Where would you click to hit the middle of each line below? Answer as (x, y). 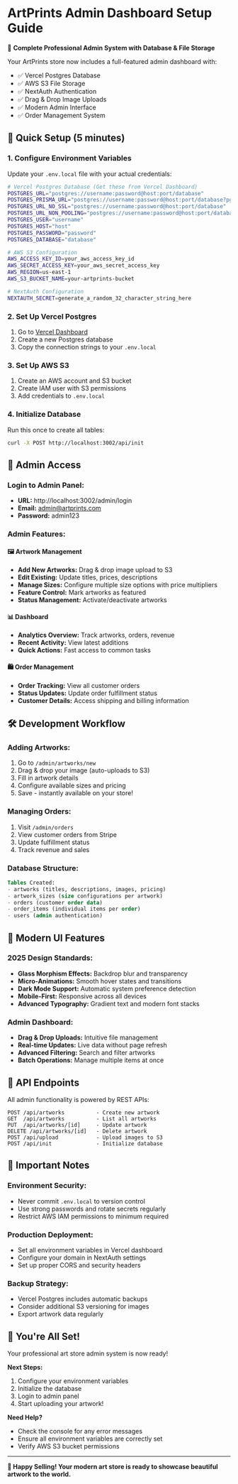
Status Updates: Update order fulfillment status (87, 693)
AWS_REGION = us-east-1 (39, 272)
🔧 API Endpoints (44, 1082)
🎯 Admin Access (44, 465)
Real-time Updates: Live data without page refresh (92, 1045)
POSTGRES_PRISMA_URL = (39, 200)
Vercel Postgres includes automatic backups (83, 1299)
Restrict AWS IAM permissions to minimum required (93, 1216)
